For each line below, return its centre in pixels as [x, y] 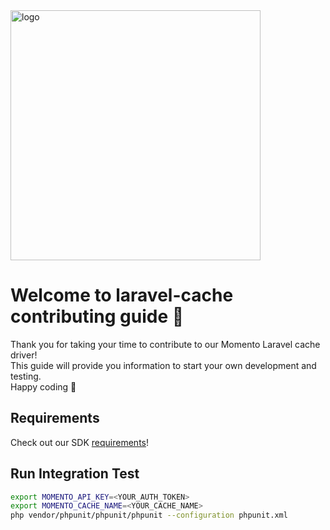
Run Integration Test [75, 474]
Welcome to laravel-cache [122, 295]
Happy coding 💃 [43, 386]
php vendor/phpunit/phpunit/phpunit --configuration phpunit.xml [149, 515]
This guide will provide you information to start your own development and [163, 365]
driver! [24, 355]
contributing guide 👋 [97, 316]
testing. [26, 376]
